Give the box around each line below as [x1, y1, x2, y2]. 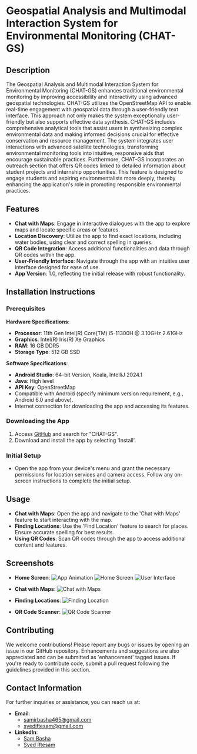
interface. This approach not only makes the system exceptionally [6, 112, 166, 119]
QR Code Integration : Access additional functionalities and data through [14, 244, 190, 252]
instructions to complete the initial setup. [32, 477, 132, 484]
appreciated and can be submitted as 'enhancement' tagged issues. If [6, 653, 176, 660]
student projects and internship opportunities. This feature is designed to [6, 168, 183, 175]
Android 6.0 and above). [14, 396, 74, 403]
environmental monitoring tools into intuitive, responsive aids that [6, 150, 165, 157]
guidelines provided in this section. [6, 666, 91, 673]
